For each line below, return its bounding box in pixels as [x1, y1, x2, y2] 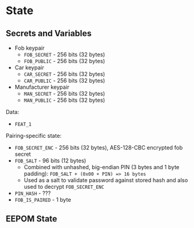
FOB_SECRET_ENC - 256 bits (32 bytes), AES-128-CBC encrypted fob [14, 144, 183, 151]
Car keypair [14, 64, 44, 71]
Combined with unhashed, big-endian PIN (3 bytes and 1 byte [23, 164, 179, 170]
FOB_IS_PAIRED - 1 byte [14, 196, 71, 203]
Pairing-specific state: [6, 132, 62, 139]
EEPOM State [6, 214, 58, 224]
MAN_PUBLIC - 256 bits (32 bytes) [23, 96, 106, 104]
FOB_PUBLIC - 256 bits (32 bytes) [23, 58, 106, 64]
